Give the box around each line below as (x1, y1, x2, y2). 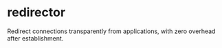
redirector (7, 5, 66, 20)
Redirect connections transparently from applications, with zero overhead (7, 27, 216, 35)
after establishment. (7, 34, 64, 42)
